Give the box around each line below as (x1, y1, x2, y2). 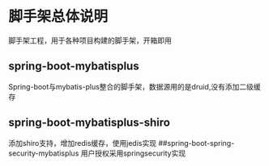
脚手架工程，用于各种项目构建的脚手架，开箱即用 (8, 35, 172, 45)
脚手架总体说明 (8, 7, 109, 26)
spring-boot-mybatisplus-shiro (8, 116, 170, 130)
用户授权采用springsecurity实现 (80, 148, 186, 158)
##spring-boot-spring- (157, 138, 235, 147)
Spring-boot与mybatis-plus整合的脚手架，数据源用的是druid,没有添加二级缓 (8, 81, 261, 91)
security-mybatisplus (8, 148, 79, 158)
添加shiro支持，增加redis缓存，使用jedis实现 (8, 138, 156, 147)
